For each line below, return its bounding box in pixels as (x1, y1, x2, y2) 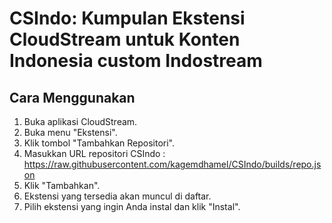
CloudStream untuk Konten (9, 28, 241, 51)
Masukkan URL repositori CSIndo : (23, 148, 166, 159)
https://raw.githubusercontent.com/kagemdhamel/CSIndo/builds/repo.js (23, 158, 322, 170)
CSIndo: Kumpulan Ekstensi (9, 7, 246, 30)
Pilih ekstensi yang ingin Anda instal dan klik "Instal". (23, 201, 241, 212)
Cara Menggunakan (9, 89, 136, 106)
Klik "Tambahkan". (23, 180, 101, 191)
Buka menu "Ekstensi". (23, 127, 118, 138)
